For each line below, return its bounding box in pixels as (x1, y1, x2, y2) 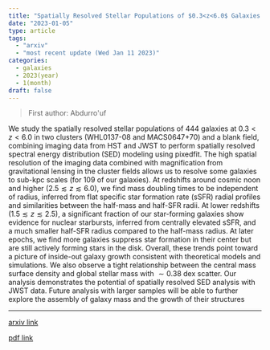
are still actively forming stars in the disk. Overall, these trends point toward (8, 243, 259, 253)
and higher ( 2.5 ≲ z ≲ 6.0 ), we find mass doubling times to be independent (8, 184, 259, 193)
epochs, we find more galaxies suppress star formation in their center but (8, 234, 252, 245)
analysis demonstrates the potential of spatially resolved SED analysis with (8, 278, 256, 287)
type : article (8, 26, 56, 35)
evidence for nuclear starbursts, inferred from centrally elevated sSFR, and (8, 218, 256, 227)
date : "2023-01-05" (8, 19, 74, 27)
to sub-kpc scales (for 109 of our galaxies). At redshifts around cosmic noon (8, 175, 261, 185)
